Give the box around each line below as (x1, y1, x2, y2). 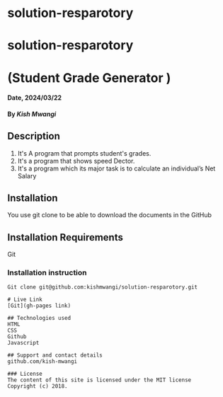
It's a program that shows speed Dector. (17, 156, 135, 165)
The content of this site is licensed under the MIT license (7, 376, 192, 384)
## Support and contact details (7, 352, 103, 359)
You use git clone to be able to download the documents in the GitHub (7, 211, 212, 219)
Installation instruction (7, 267, 87, 277)
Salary (17, 171, 37, 180)
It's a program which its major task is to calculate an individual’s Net (17, 164, 216, 173)
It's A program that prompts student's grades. (17, 149, 151, 157)
